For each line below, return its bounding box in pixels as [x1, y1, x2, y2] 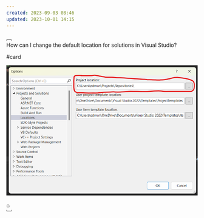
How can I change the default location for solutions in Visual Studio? [6, 41, 177, 49]
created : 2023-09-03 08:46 [6, 10, 75, 16]
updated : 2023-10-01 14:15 [6, 16, 75, 22]
